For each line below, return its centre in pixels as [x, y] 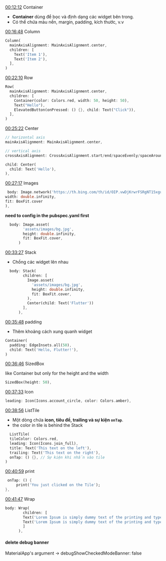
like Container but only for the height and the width [57, 374]
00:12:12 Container [24, 7]
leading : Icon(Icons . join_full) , [44, 443]
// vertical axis [23, 151]
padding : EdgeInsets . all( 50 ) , [41, 345]
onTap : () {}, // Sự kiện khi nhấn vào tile [57, 457]
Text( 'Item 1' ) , [31, 54]
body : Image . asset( [30, 225]
